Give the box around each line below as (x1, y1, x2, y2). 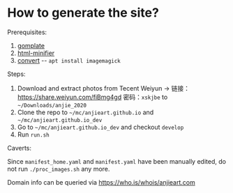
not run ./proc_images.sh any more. (7, 164, 110, 173)
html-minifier (17, 49, 55, 57)
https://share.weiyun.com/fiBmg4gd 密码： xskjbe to (17, 93, 168, 101)
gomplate (17, 41, 45, 49)
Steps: (7, 70, 26, 78)
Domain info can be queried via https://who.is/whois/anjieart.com (7, 178, 195, 186)
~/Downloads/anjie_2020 (17, 102, 87, 109)
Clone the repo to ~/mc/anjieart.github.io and (17, 108, 154, 116)
